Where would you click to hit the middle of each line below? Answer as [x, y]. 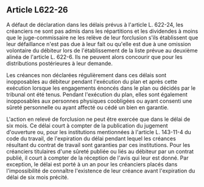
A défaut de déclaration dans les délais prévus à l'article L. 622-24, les [95, 24]
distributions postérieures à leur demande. [60, 63]
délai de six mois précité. [37, 177]
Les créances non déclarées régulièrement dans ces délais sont [86, 75]
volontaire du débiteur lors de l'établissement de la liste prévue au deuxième [102, 50]
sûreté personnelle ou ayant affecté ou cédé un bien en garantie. [88, 107]
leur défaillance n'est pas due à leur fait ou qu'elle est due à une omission [99, 44]
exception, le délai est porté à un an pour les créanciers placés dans [92, 164]
